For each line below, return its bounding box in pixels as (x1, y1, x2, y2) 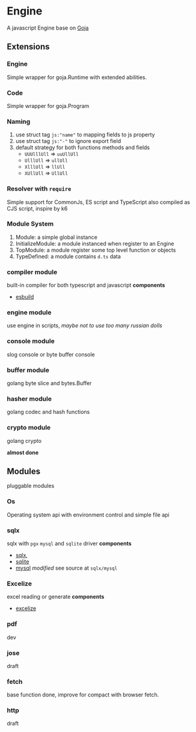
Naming (7, 117, 31, 126)
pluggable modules (7, 482, 55, 489)
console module (7, 337, 55, 345)
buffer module (7, 366, 50, 374)
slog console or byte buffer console (7, 351, 95, 358)
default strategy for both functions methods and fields (15, 144, 150, 151)
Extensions (7, 42, 50, 52)
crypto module (7, 424, 51, 432)
